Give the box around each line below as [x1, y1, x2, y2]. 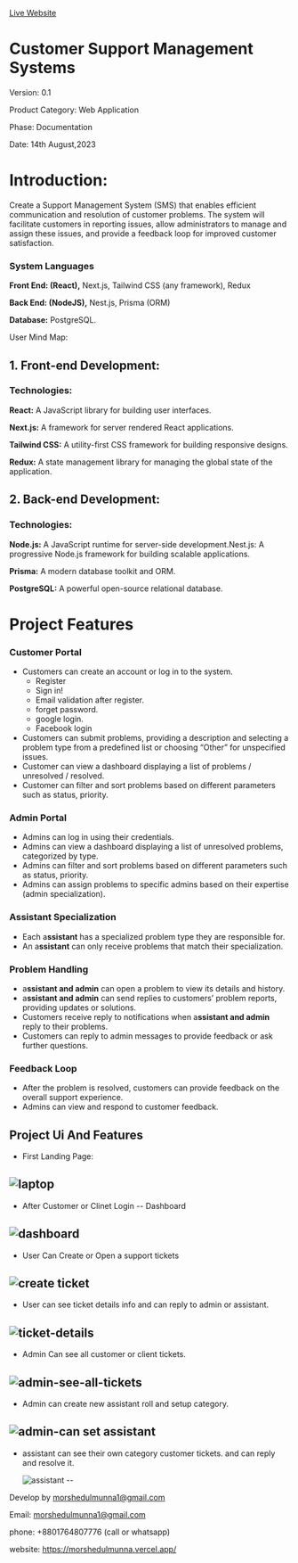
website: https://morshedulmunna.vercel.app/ [9, 1543, 177, 1554]
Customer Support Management [9, 39, 254, 59]
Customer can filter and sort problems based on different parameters [21, 780, 276, 791]
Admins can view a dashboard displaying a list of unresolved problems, [21, 842, 284, 852]
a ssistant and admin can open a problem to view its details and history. [21, 983, 286, 993]
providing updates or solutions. [21, 1002, 136, 1013]
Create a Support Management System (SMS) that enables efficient [9, 200, 256, 210]
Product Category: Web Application [9, 104, 140, 115]
